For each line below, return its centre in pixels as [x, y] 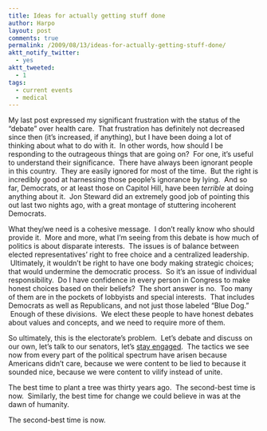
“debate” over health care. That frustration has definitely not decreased [126, 129]
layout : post [30, 30]
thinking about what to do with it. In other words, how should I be [116, 146]
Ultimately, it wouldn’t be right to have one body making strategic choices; [132, 263]
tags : [17, 82]
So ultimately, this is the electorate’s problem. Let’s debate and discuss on [131, 338]
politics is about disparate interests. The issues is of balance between [124, 246]
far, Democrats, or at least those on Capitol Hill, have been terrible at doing [131, 188]
